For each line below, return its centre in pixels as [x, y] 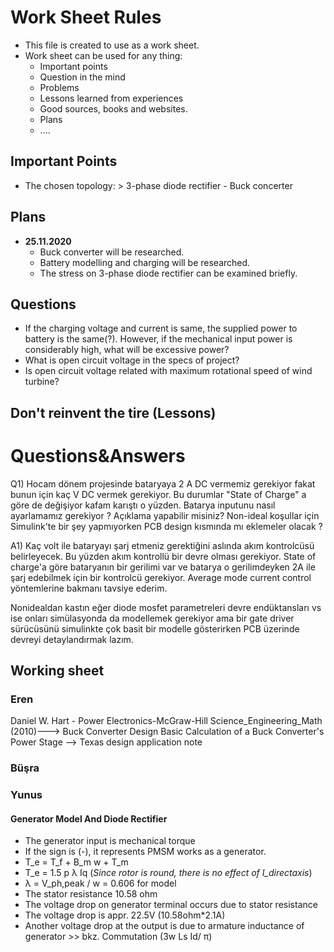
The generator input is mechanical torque [110, 841]
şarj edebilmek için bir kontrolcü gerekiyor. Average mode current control [161, 577]
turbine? [42, 382]
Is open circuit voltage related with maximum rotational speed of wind [168, 371]
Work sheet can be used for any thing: [103, 55]
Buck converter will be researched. [112, 252]
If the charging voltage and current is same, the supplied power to [161, 328]
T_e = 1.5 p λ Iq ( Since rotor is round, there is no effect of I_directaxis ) [168, 873]
